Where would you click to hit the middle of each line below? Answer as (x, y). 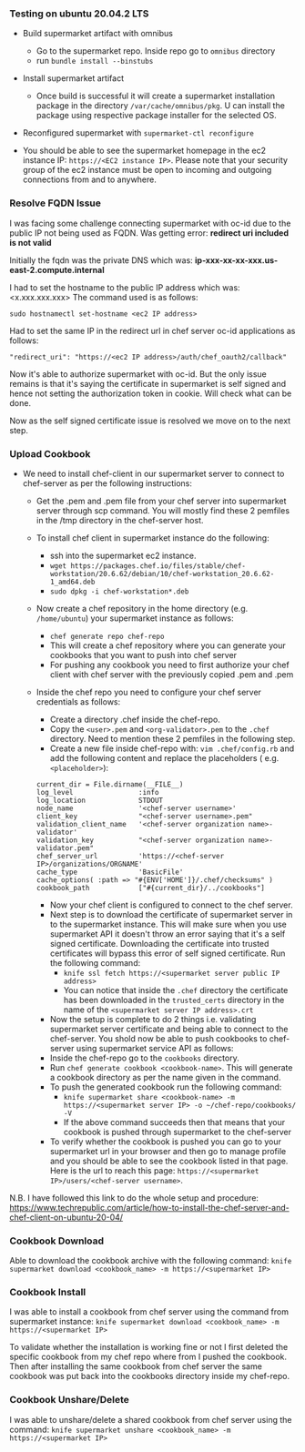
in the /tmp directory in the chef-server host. (120, 520)
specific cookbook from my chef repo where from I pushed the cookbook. (148, 1357)
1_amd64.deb (72, 582)
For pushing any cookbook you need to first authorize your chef (169, 665)
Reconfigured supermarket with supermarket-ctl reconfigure (138, 133)
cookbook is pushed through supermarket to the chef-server (177, 1132)
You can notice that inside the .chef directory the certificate (176, 990)
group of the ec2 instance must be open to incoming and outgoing (147, 170)
